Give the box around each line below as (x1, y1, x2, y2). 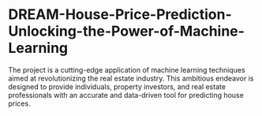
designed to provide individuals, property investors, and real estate (8, 81, 226, 92)
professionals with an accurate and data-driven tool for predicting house (8, 90, 245, 99)
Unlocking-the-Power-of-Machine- (8, 22, 245, 40)
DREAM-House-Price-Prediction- (8, 6, 232, 24)
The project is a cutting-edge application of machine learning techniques (8, 65, 246, 74)
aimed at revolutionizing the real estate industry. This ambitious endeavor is (8, 73, 254, 83)
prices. (8, 99, 31, 108)
